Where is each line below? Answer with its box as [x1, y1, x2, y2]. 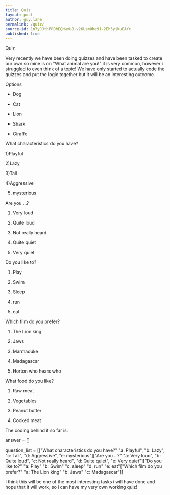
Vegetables [12, 398, 37, 404]
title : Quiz [5, 7, 31, 13]
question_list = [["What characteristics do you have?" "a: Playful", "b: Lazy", [5, 447, 165, 453]
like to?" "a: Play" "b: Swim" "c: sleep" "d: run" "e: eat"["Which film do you [5, 463, 162, 469]
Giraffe [12, 131, 28, 137]
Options [5, 81, 22, 87]
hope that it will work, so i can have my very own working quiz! [5, 484, 138, 490]
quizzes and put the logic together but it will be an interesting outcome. [5, 71, 155, 77]
